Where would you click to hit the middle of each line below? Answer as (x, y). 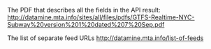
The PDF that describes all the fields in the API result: (84, 10)
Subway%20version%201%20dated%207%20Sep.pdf (86, 24)
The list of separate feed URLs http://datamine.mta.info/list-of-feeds (105, 38)
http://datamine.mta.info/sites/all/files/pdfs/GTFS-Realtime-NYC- (101, 17)
